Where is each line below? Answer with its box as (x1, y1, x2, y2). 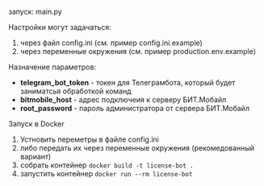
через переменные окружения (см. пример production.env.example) (19, 47, 257, 56)
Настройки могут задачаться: (8, 23, 111, 31)
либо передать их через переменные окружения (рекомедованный (19, 143, 255, 152)
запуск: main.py (8, 7, 62, 16)
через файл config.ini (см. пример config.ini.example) (19, 38, 203, 48)
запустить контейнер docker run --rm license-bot (19, 169, 193, 178)
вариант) (19, 152, 52, 161)
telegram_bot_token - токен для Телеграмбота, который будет (19, 78, 236, 87)
